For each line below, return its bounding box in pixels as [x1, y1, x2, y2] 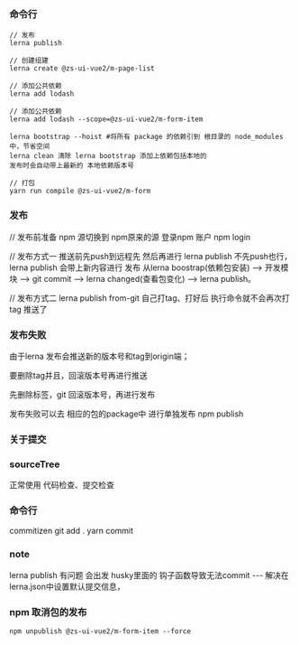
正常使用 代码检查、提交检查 [9, 480, 114, 491]
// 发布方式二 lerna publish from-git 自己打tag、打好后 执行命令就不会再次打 [9, 292, 290, 304]
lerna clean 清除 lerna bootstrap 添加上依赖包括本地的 [9, 152, 207, 161]
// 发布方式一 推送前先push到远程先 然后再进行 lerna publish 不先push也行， [9, 250, 293, 261]
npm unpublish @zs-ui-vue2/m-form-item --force [9, 627, 192, 636]
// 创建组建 [9, 56, 50, 65]
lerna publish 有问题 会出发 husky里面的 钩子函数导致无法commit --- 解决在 [9, 569, 290, 580]
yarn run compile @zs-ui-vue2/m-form [9, 187, 151, 196]
